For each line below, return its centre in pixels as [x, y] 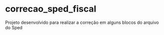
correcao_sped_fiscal [51, 9]
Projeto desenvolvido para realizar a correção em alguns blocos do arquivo [82, 22]
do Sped [14, 27]
